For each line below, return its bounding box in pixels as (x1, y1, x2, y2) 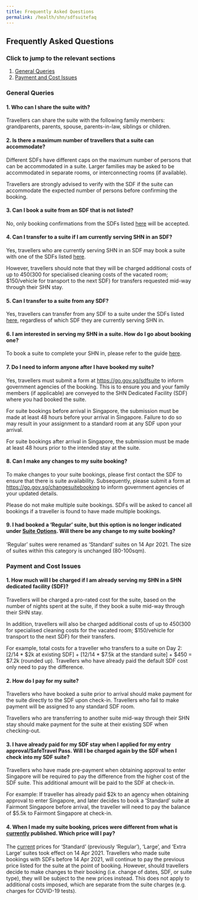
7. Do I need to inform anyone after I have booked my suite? (6, 363, 154, 371)
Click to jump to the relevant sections (6, 54, 116, 62)
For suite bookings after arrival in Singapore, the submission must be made (6, 438, 190, 445)
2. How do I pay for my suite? (6, 677, 79, 684)
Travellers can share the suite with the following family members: (6, 117, 165, 124)
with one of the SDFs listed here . (6, 253, 86, 260)
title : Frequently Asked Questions (6, 8, 94, 15)
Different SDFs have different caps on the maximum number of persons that (6, 156, 191, 164)
